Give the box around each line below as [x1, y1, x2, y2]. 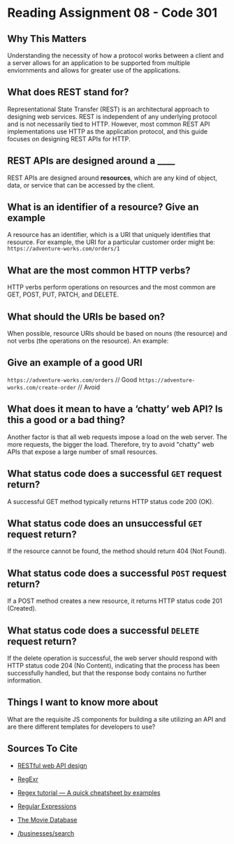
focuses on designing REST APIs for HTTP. [7, 134, 131, 143]
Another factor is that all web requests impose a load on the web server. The [7, 432, 228, 441]
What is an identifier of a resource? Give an [7, 201, 199, 213]
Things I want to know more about [7, 696, 159, 708]
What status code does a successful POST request [7, 567, 227, 579]
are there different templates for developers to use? [7, 722, 156, 731]
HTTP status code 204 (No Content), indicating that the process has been [7, 661, 220, 669]
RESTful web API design [17, 761, 87, 770]
